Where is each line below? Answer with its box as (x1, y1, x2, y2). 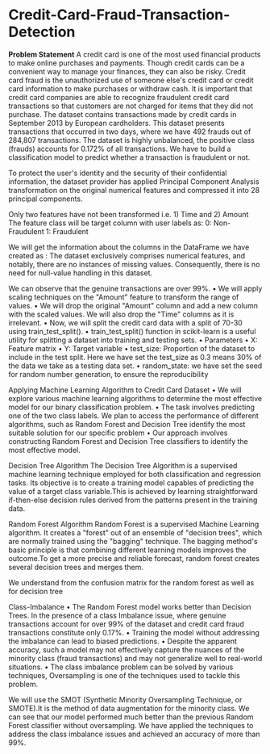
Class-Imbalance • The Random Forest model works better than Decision (8, 601, 251, 611)
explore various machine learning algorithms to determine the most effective (8, 393, 263, 403)
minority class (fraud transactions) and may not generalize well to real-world (8, 653, 263, 663)
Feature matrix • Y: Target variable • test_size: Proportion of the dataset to (8, 343, 255, 353)
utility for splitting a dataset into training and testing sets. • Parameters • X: (8, 335, 258, 345)
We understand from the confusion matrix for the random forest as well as (8, 577, 255, 587)
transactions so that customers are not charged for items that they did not (8, 101, 254, 111)
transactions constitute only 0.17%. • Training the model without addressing (8, 627, 260, 637)
